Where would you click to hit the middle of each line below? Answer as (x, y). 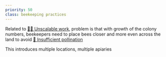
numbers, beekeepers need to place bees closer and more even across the (83, 34)
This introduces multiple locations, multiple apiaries (59, 49)
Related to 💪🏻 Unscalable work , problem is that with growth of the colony (81, 28)
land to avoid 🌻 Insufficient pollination (44, 39)
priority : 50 (19, 10)
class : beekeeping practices (36, 14)
